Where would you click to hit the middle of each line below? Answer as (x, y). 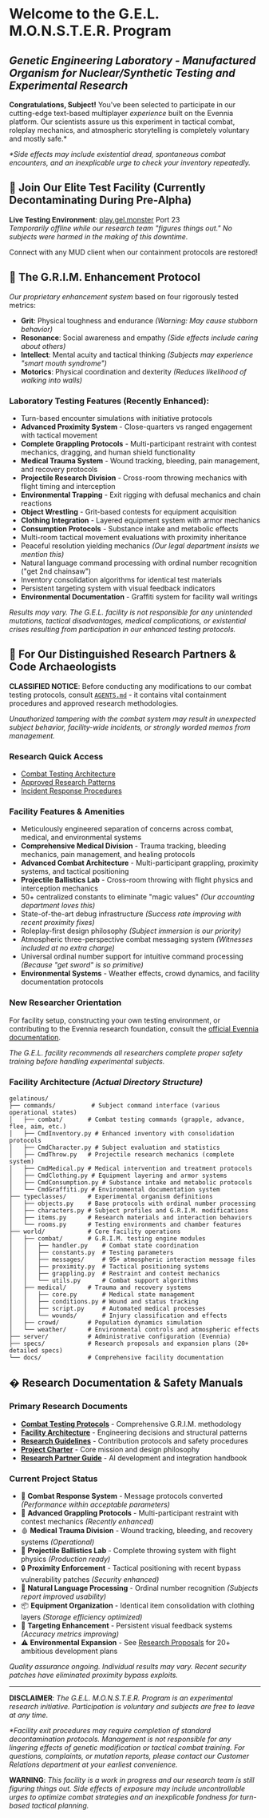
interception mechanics (59, 888)
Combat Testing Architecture (68, 774)
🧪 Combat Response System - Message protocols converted (121, 1496)
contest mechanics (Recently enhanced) (87, 1521)
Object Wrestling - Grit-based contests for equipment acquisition (129, 511)
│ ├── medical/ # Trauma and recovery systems (101, 1287)
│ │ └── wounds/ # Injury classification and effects (118, 1315)
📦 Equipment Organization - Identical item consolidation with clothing (137, 1605)
